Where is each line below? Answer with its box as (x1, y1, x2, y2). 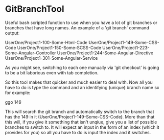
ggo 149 (5, 99, 22, 105)
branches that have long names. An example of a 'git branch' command (5, 24, 149, 30)
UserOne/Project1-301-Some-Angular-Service (5, 55, 98, 61)
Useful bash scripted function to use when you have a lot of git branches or (5, 20, 158, 25)
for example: (5, 90, 31, 95)
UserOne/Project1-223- (102, 45, 150, 50)
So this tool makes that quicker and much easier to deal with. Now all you (5, 79, 153, 85)
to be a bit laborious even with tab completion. (5, 70, 99, 75)
